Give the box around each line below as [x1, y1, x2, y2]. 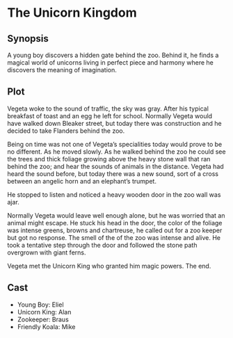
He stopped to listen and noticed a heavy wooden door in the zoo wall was [7, 190, 221, 199]
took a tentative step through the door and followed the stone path [7, 241, 198, 249]
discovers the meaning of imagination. [7, 66, 117, 74]
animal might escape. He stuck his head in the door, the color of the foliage [7, 218, 223, 227]
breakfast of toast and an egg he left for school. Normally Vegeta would [7, 111, 213, 120]
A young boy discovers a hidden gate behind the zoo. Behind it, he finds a [7, 51, 219, 59]
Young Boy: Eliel [17, 300, 64, 309]
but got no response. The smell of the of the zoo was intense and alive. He [7, 233, 221, 241]
